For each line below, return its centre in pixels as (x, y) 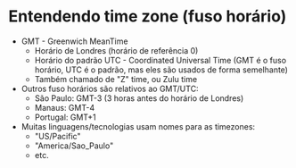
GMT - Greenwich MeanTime (74, 41)
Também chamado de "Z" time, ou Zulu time (116, 79)
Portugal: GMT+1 (66, 117)
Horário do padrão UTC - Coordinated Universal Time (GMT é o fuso (160, 60)
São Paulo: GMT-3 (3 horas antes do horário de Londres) (139, 98)
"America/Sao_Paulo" (74, 146)
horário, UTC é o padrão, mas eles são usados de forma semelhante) (161, 70)
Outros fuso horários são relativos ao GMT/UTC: (110, 88)
